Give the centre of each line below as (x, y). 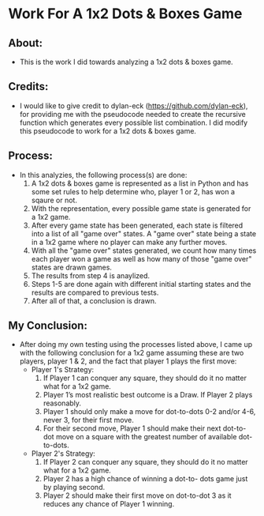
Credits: (28, 87)
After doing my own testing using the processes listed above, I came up (136, 345)
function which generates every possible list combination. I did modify (134, 122)
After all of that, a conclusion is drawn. (94, 300)
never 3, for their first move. (88, 420)
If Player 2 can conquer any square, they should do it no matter (145, 462)
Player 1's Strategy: (63, 370)
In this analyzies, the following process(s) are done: (103, 175)
